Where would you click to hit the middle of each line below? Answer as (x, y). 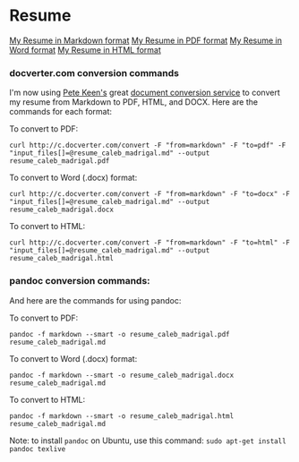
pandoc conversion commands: (80, 281)
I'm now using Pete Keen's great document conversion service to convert (145, 93)
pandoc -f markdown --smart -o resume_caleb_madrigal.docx (122, 375)
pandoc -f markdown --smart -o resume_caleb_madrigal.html (122, 416)
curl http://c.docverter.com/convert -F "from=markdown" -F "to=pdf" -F (148, 145)
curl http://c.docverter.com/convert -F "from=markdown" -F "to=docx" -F (150, 194)
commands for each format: (61, 112)
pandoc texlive (38, 449)
